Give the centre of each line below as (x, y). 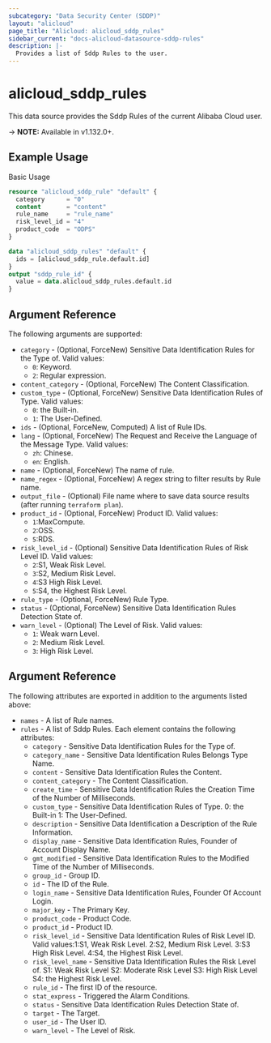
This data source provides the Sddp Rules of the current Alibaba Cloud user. (135, 116)
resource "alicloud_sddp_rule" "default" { (83, 191)
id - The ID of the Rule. (70, 883)
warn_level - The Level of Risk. (84, 1030)
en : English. (51, 461)
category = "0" (50, 199)
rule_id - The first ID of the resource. (95, 987)
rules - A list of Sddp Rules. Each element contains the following (128, 729)
